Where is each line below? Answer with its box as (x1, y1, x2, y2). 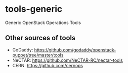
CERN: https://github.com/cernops (12, 62, 83, 68)
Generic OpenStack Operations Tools (5, 20, 81, 25)
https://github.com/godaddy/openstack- (34, 47, 116, 52)
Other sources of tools (5, 34, 76, 42)
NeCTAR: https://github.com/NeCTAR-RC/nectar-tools (12, 57, 123, 63)
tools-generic (5, 3, 63, 15)
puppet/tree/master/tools (12, 52, 64, 58)
